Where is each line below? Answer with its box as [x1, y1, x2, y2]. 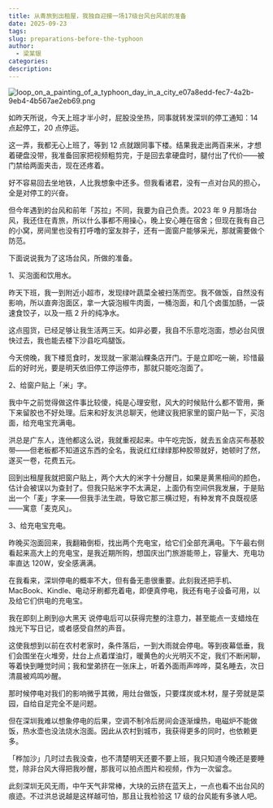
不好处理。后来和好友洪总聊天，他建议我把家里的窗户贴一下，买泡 [43, 408, 265, 417]
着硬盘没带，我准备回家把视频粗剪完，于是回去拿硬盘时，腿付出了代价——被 [8, 150, 265, 159]
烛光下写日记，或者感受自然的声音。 [8, 623, 130, 633]
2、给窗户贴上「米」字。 [8, 380, 92, 390]
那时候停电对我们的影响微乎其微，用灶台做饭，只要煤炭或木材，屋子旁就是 [8, 688, 258, 698]
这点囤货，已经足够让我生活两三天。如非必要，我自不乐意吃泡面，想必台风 [8, 325, 258, 334]
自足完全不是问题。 [36, 698, 102, 708]
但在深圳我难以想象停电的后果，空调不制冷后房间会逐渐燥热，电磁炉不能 [8, 715, 250, 725]
